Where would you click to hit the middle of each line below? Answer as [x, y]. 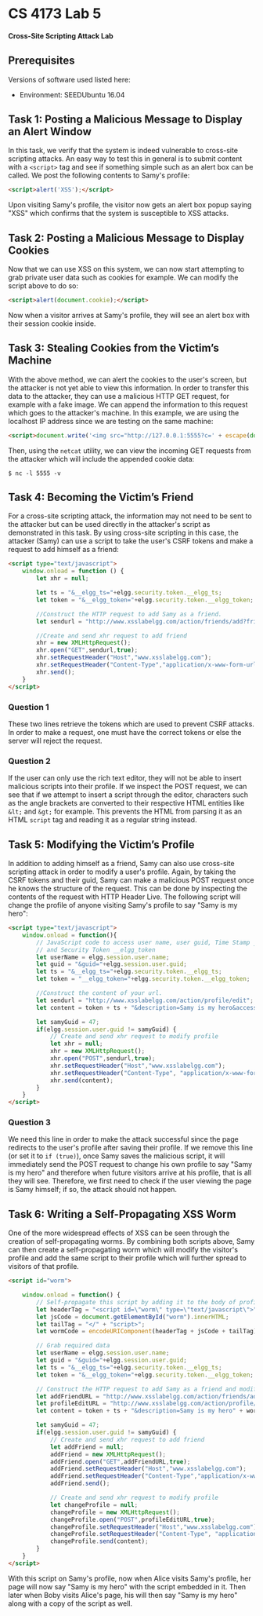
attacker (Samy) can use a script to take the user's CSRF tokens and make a [131, 541]
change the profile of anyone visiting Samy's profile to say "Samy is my [123, 905]
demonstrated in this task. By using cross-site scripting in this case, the [123, 533]
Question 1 [29, 707]
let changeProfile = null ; [94, 1504]
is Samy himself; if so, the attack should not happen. [93, 1190]
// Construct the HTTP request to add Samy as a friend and [136, 1389]
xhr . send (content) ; [81, 1080]
